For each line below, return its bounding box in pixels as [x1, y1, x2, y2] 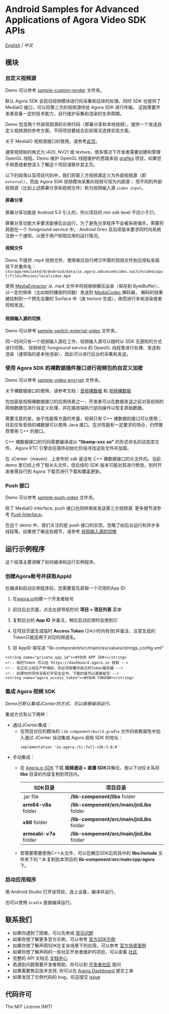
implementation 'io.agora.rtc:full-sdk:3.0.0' [20, 744, 120, 750]
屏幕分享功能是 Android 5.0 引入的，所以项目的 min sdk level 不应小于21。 [5, 209, 158, 215]
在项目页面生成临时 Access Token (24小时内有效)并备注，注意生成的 [12, 628, 155, 634]
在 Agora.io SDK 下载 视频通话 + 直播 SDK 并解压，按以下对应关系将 [20, 764, 160, 771]
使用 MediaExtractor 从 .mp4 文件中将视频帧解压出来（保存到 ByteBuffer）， [5, 283, 162, 289]
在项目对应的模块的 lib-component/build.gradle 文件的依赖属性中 [20, 728, 156, 734]
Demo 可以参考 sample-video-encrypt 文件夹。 [5, 377, 103, 383]
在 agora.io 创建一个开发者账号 [12, 596, 74, 602]
